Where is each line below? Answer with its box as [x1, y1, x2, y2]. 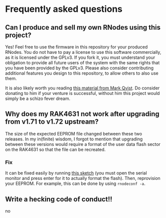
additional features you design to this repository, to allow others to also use [5, 70, 159, 76]
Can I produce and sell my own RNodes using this [5, 23, 161, 32]
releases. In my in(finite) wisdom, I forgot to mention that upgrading [5, 136, 143, 142]
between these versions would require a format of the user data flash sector [5, 141, 161, 147]
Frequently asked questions [5, 3, 123, 15]
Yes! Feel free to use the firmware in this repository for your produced [5, 44, 148, 50]
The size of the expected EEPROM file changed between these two [5, 131, 142, 136]
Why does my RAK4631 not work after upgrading [5, 110, 160, 118]
